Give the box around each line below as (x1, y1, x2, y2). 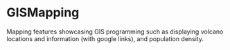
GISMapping (6, 5, 80, 21)
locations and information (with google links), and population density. (6, 34, 204, 42)
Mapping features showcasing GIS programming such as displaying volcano (6, 27, 224, 36)
